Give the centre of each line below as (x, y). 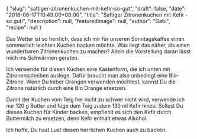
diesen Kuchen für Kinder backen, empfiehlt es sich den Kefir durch (89, 112)
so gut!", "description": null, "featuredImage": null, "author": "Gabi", (88, 21)
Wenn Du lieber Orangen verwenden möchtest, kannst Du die (101, 82)
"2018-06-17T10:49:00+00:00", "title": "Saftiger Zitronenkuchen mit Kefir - (97, 15)
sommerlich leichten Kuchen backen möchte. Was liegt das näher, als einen (98, 45)
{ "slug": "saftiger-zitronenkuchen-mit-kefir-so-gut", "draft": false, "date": (96, 9)
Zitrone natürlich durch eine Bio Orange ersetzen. (67, 88)
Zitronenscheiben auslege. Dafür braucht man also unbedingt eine (87, 75)
